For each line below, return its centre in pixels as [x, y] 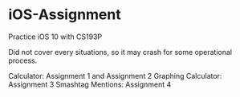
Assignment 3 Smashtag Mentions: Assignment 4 [90, 84]
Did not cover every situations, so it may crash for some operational [120, 52]
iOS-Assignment [65, 15]
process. [23, 60]
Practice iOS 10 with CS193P [55, 37]
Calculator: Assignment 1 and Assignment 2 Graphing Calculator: [115, 76]
